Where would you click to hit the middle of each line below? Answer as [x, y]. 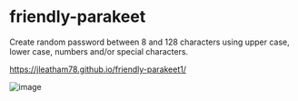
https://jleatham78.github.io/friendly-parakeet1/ [98, 69]
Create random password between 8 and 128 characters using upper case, [150, 42]
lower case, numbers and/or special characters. [99, 51]
